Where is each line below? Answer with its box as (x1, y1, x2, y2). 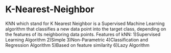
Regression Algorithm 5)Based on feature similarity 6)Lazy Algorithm (5, 42, 150, 48)
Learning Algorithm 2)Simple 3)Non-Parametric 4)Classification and (5, 37, 148, 43)
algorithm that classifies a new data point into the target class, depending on (5, 25, 166, 32)
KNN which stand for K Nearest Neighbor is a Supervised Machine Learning (5, 20, 165, 26)
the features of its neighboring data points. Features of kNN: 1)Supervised (5, 31, 161, 37)
